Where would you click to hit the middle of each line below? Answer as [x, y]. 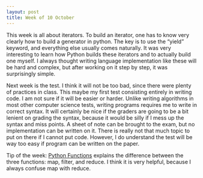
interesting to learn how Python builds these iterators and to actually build [99, 54]
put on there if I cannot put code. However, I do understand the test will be [99, 137]
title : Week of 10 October [40, 18]
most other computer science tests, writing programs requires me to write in [102, 104]
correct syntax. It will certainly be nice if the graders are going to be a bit [98, 111]
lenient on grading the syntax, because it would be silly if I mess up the [95, 118]
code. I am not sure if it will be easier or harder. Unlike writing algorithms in [100, 98]
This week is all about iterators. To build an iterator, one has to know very [98, 35]
